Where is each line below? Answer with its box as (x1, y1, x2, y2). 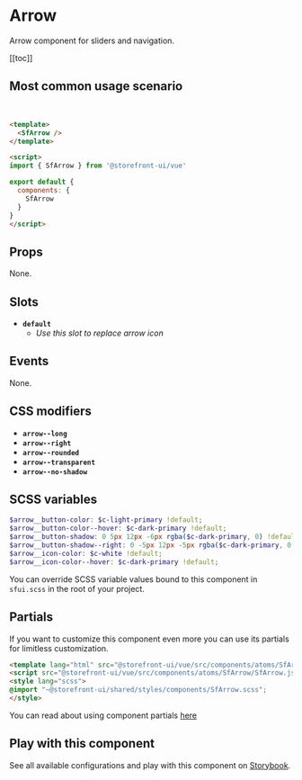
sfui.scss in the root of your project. (9, 583, 146, 594)
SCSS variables (9, 492, 98, 507)
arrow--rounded (22, 448, 80, 457)
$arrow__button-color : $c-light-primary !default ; (9, 516, 203, 524)
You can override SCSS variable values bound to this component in (9, 573, 258, 585)
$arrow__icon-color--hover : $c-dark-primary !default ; (9, 557, 219, 567)
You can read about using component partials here (9, 710, 198, 721)
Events (9, 354, 49, 369)
